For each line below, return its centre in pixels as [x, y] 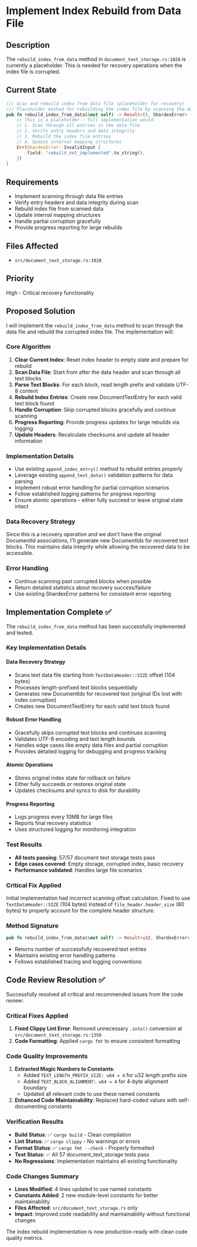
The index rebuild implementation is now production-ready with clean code [97, 1232]
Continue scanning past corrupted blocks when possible [83, 581]
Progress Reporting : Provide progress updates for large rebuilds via [97, 422]
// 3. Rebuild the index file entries [64, 136]
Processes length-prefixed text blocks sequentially [76, 687]
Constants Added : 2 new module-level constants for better [86, 1195]
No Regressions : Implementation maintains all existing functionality [96, 1161]
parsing [24, 482]
